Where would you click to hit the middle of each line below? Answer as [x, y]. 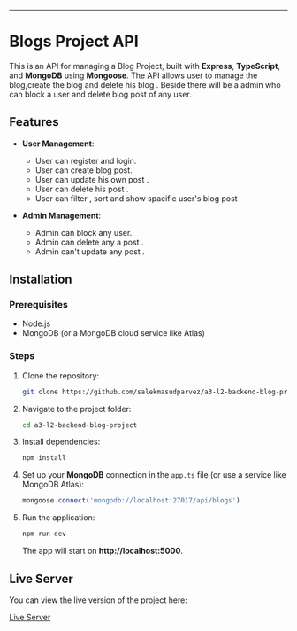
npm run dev [44, 534]
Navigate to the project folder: [76, 409]
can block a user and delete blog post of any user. [100, 94]
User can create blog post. [84, 170]
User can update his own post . [92, 179]
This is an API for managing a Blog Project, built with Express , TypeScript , [145, 66]
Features [34, 122]
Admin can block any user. [84, 232]
